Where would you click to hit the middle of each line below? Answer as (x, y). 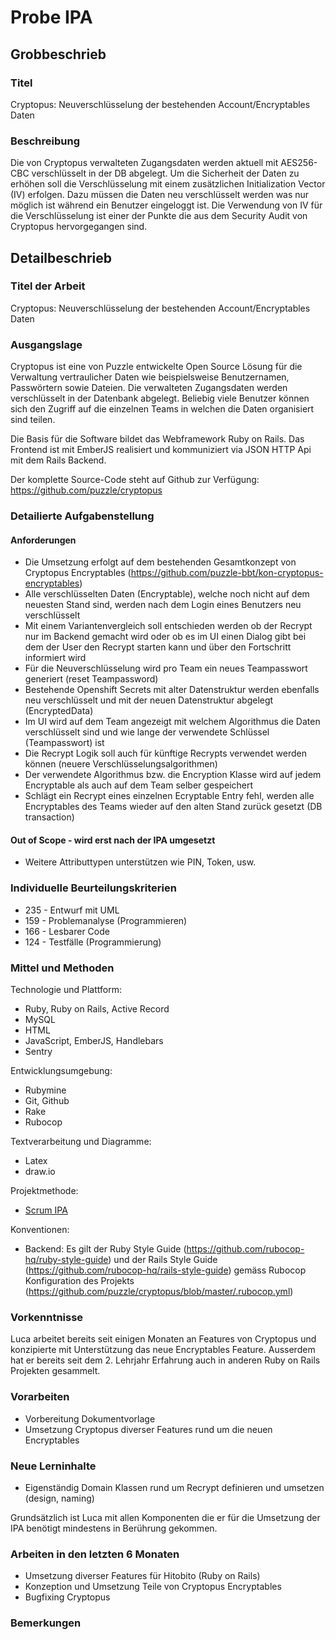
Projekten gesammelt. (55, 1371)
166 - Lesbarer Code (67, 931)
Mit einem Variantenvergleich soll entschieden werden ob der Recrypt (168, 626)
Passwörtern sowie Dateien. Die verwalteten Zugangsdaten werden (149, 388)
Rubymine (45, 1090)
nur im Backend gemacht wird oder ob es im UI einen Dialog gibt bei (165, 637)
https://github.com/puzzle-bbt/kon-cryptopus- (227, 573)
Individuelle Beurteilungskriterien (93, 888)
